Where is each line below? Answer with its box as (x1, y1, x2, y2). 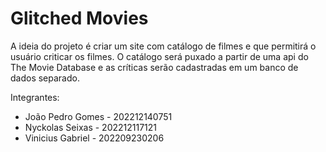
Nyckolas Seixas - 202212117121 (24, 121, 158, 133)
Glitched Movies (10, 7, 149, 30)
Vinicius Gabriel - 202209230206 (24, 132, 165, 144)
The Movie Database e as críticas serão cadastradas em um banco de (10, 61, 299, 73)
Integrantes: (10, 91, 60, 103)
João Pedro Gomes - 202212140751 (24, 110, 173, 122)
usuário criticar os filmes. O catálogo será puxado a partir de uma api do (10, 50, 309, 62)
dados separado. (10, 72, 80, 84)
